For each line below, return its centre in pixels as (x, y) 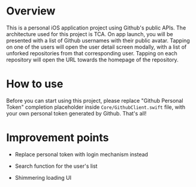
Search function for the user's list (56, 166)
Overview (31, 11)
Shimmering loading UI (43, 177)
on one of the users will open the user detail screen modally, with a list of (97, 47)
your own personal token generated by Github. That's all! (76, 113)
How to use (35, 84)
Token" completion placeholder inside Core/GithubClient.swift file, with (96, 107)
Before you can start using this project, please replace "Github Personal (95, 100)
